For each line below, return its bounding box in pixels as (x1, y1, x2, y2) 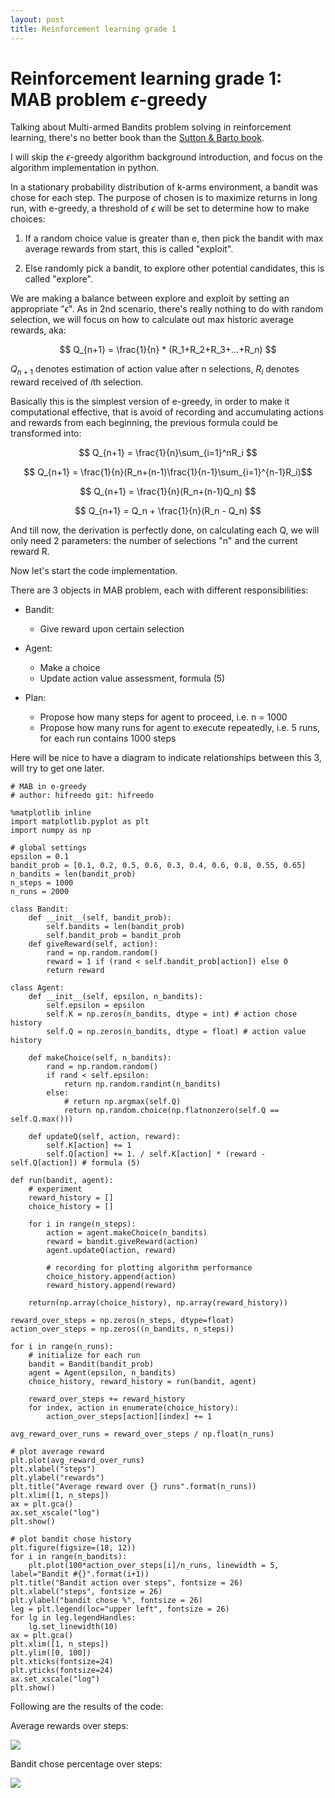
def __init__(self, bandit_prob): (28, 913, 172, 923)
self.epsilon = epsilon (46, 1001, 145, 1011)
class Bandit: (10, 904, 70, 915)
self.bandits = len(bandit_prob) (46, 922, 186, 932)
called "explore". (24, 273, 93, 285)
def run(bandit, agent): (10, 1176, 114, 1186)
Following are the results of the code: (10, 1701, 164, 1713)
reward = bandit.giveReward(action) (46, 1237, 199, 1247)
